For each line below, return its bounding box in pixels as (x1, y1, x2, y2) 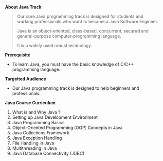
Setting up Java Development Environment (12, 114, 98, 120)
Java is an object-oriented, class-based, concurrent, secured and (17, 28, 149, 33)
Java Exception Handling (12, 135, 62, 141)
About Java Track (5, 4, 42, 10)
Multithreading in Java (12, 145, 57, 151)
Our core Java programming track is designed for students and (17, 14, 144, 19)
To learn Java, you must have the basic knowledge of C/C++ (12, 62, 134, 67)
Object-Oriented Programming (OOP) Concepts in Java (12, 125, 123, 130)
